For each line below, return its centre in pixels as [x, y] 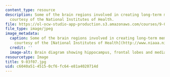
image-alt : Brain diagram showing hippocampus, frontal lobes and [81, 52]
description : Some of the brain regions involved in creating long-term [83, 15]
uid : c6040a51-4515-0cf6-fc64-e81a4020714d [52, 66]
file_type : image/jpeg [29, 29]
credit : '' [21, 48]
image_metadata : [22, 33]
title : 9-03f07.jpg [26, 62]
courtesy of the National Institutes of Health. [62, 19]
